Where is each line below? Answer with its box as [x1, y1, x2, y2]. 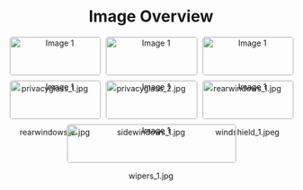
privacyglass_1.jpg [21, 82, 88, 93]
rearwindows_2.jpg [19, 126, 91, 137]
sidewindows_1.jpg [116, 126, 186, 137]
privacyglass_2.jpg [116, 82, 186, 93]
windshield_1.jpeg [215, 126, 281, 137]
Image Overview [88, 6, 214, 27]
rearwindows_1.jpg [213, 82, 281, 93]
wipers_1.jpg [129, 170, 174, 181]
